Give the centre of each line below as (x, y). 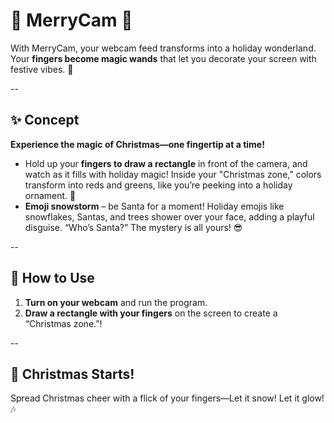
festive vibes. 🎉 (42, 69)
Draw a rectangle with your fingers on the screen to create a (151, 313)
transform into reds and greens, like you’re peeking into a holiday (158, 185)
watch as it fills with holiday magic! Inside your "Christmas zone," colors (173, 174)
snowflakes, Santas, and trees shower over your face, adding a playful (169, 216)
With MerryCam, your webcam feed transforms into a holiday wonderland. (163, 48)
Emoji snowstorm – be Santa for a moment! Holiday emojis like (154, 206)
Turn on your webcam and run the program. (116, 302)
